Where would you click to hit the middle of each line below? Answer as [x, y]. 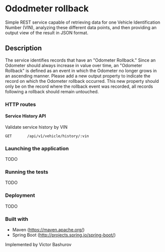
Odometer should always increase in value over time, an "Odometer [74, 65]
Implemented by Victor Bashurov [38, 245]
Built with [17, 219]
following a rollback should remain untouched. [52, 91]
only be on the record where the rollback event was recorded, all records [79, 86]
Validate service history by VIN [36, 127]
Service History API [26, 116]
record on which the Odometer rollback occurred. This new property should [82, 81]
